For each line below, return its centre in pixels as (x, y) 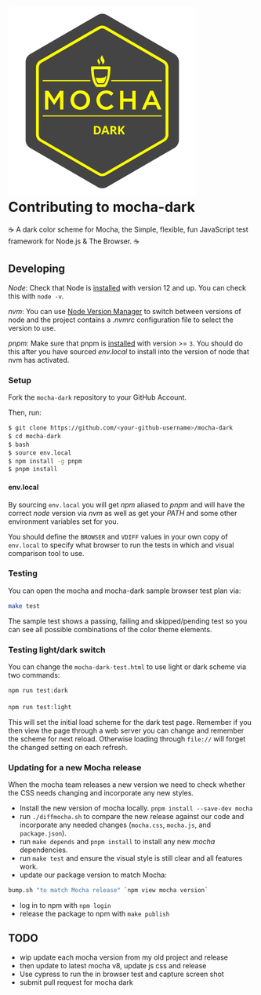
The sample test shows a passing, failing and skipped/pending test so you (128, 621)
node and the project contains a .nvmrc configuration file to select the (121, 320)
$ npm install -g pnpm (45, 461)
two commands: (34, 675)
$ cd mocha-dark (34, 436)
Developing (36, 269)
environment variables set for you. (63, 521)
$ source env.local (40, 453)
